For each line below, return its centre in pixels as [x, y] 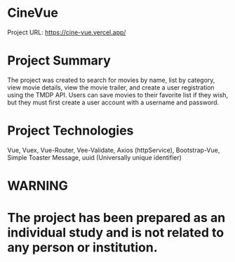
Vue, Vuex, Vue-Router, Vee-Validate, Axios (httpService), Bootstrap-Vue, [114, 150]
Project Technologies [70, 131]
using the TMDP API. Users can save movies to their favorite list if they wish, [118, 95]
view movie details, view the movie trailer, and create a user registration [111, 87]
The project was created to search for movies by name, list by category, [111, 80]
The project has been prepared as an [116, 218]
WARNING [38, 186]
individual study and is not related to [116, 233]
